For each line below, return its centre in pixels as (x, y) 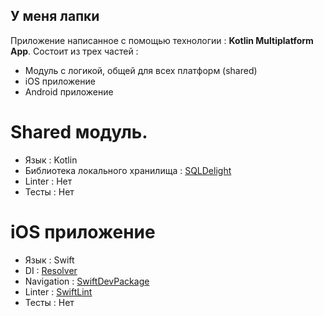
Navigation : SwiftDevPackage (87, 281)
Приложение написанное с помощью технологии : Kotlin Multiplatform (162, 40)
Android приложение (69, 91)
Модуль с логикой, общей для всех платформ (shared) (141, 70)
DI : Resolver (51, 270)
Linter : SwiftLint (58, 291)
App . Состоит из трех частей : (74, 51)
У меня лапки (55, 16)
